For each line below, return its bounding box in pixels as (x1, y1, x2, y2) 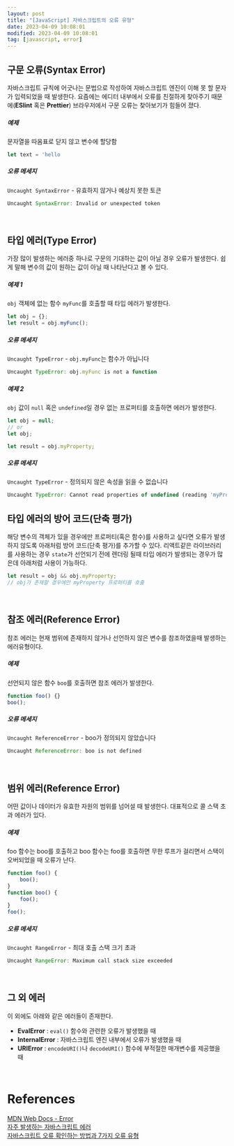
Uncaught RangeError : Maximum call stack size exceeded (7, 958, 173, 965)
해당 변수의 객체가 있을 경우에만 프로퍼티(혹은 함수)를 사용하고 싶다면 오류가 (7, 533, 212, 541)
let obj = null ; (7, 417, 54, 424)
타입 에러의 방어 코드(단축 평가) (7, 512, 132, 524)
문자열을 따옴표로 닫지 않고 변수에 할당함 (7, 137, 117, 145)
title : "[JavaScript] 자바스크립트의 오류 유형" (7, 17, 135, 24)
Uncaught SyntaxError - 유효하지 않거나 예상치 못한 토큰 (7, 186, 162, 194)
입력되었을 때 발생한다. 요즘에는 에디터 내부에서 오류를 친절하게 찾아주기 (14, 92, 210, 101)
